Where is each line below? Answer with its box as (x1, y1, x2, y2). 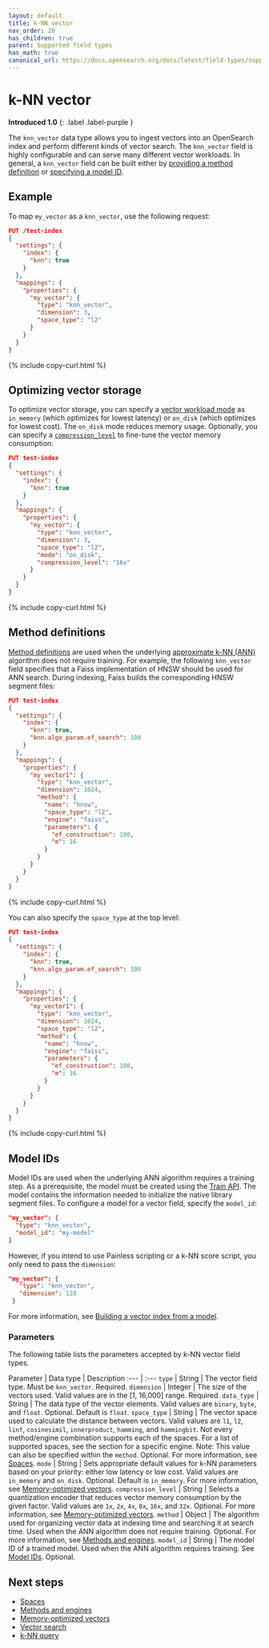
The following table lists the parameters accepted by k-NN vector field (8, 1349, 240, 1359)
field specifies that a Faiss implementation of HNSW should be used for (8, 664, 244, 673)
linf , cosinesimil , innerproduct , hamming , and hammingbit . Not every (8, 1425, 234, 1434)
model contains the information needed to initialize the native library (8, 1190, 233, 1200)
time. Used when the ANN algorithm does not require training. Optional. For (8, 1526, 257, 1537)
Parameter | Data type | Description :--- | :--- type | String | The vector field (8, 1373, 258, 1383)
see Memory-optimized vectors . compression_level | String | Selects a (8, 1484, 239, 1494)
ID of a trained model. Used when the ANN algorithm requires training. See (8, 1544, 255, 1554)
